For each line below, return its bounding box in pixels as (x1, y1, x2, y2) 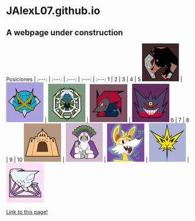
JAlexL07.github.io (6, 4, 101, 18)
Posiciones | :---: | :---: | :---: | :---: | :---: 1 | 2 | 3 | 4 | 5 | (6, 76, 183, 83)
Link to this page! (6, 209, 48, 215)
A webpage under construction (6, 28, 123, 38)
